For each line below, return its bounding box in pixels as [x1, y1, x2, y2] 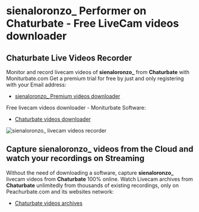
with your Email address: [6, 81, 67, 88]
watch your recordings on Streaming [6, 153, 144, 163]
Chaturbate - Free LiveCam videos [6, 17, 179, 30]
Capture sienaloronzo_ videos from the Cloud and [6, 144, 194, 155]
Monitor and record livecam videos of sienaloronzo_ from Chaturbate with [6, 69, 190, 75]
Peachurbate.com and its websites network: [6, 188, 114, 195]
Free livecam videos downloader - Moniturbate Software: [6, 104, 146, 111]
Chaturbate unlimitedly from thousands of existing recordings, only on [6, 182, 179, 189]
